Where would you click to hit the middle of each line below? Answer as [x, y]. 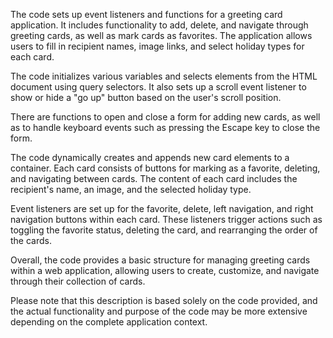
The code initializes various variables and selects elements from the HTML [164, 76]
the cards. [31, 240]
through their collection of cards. [78, 281]
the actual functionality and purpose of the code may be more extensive [159, 311]
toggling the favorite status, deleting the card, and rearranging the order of [164, 230]
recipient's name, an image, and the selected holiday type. [131, 189]
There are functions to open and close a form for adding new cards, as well [165, 117]
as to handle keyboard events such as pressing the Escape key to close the [165, 127]
